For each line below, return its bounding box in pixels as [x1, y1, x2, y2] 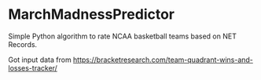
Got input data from [8, 55, 72, 64]
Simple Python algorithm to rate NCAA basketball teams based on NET [8, 31, 237, 41]
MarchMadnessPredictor [8, 5, 175, 24]
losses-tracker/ [8, 63, 57, 72]
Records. [8, 39, 38, 49]
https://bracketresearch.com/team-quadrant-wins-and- [73, 55, 254, 64]
